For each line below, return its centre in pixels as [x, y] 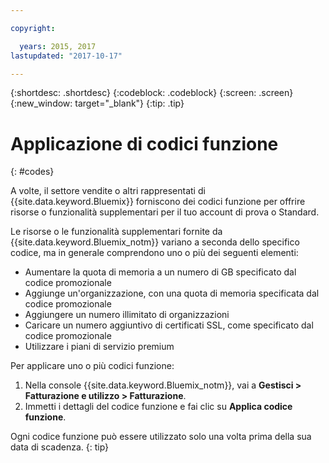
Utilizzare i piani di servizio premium [99, 347]
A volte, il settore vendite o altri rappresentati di [108, 191]
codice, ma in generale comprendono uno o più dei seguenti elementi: [154, 253]
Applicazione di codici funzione [144, 143]
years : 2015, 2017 [58, 46]
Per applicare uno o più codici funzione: [92, 366]
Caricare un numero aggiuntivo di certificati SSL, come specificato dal [169, 325]
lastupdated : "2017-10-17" [66, 56]
